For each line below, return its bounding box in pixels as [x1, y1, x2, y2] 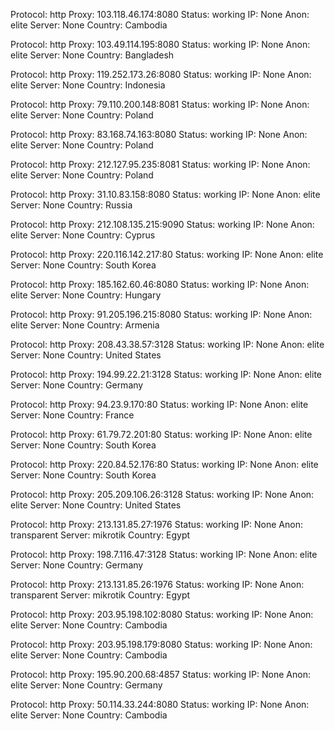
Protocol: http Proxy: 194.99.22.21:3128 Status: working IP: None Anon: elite [10, 369, 323, 380]
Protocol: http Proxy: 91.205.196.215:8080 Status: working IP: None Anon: [10, 309, 313, 320]
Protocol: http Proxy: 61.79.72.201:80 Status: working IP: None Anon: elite [10, 429, 313, 440]
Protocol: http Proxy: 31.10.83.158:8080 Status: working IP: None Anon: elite [10, 189, 321, 200]
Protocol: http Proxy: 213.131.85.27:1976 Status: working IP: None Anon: [10, 519, 303, 530]
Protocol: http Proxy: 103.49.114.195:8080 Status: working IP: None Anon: [10, 39, 311, 50]
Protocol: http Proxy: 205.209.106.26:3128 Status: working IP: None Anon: [10, 489, 315, 500]
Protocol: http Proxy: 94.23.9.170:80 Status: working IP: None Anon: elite [10, 399, 309, 410]
